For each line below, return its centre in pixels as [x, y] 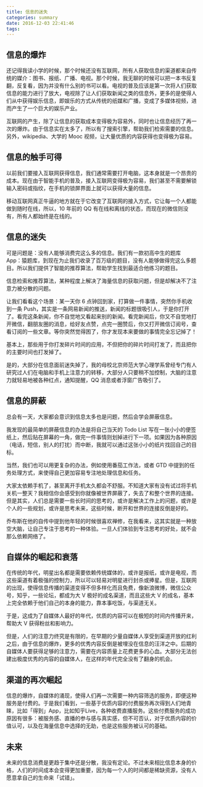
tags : [13, 29]
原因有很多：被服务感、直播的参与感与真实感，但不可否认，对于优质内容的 [99, 719]
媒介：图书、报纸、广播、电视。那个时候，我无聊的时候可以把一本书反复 [107, 78]
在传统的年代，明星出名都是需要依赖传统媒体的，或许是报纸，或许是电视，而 [101, 573]
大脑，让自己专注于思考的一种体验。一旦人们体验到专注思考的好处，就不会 [104, 529]
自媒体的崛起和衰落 [42, 557]
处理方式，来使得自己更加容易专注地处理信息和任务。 [77, 472]
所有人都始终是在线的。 [46, 216]
